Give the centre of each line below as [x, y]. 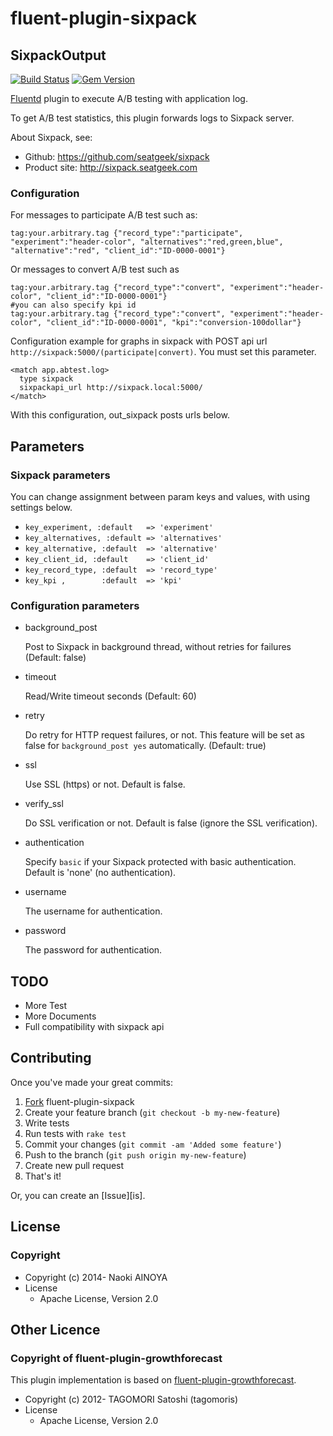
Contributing [51, 1058]
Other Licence [55, 1329]
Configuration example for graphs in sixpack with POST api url [139, 341]
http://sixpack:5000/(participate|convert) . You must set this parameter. [163, 352]
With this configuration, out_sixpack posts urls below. [120, 415]
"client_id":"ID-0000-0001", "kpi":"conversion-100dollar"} [174, 323]
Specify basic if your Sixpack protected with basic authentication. [160, 862]
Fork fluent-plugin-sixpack [79, 1101]
